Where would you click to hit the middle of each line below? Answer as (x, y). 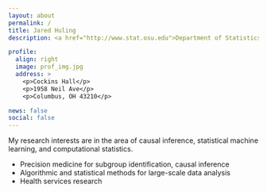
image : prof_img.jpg (49, 67)
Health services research (61, 181)
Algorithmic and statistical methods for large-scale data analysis (125, 173)
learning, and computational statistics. (71, 149)
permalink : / (30, 23)
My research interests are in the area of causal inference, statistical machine (133, 140)
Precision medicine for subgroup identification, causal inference (124, 164)
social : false (32, 118)
